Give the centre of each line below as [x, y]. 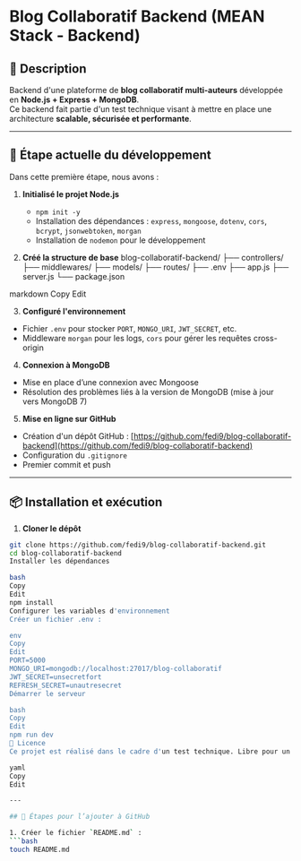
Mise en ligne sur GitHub [69, 418]
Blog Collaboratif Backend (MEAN [137, 17]
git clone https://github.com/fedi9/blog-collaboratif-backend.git [138, 545]
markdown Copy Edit [48, 294]
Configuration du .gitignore [75, 455]
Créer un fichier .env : [56, 619]
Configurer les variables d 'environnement [90, 611]
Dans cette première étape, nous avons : [84, 177]
